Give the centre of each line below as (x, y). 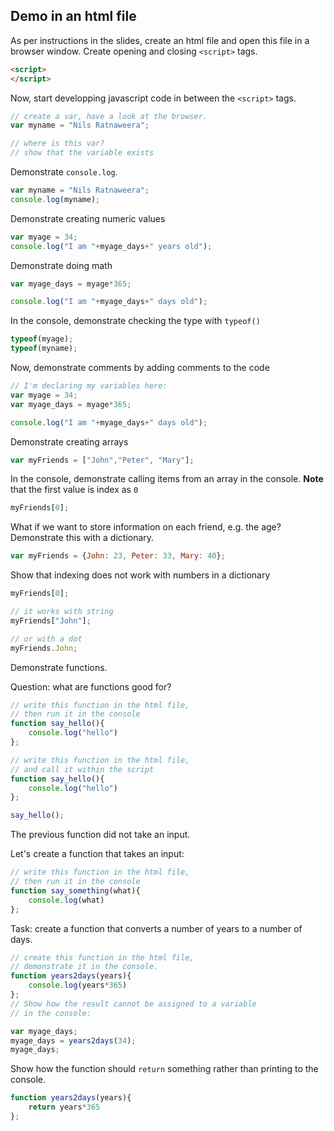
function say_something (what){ (75, 890)
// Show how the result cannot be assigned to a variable (133, 1004)
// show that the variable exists (82, 153)
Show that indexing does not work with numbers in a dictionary (140, 575)
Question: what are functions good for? (91, 686)
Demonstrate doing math (61, 265)
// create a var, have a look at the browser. (109, 116)
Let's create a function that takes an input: (97, 854)
